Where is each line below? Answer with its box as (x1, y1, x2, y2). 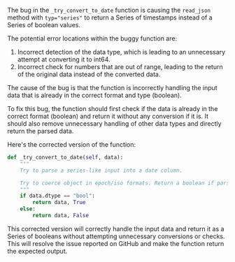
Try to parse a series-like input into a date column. (20, 167, 183, 174)
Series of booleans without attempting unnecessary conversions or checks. (7, 232, 225, 240)
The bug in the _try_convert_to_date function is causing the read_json (7, 6, 211, 14)
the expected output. (7, 247, 68, 255)
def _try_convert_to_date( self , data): (7, 154, 124, 161)
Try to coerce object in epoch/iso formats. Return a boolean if (20, 180, 215, 187)
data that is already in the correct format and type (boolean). (7, 91, 182, 99)
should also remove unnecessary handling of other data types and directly (7, 119, 222, 128)
